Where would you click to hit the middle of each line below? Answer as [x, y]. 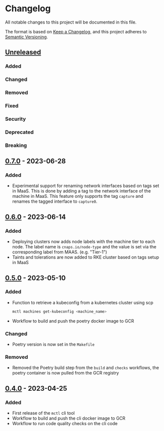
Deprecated [20, 132]
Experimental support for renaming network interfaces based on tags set [86, 186]
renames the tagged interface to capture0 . [55, 201]
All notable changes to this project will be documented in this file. [71, 22]
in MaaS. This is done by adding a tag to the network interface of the [81, 191]
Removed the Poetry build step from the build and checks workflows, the [85, 368]
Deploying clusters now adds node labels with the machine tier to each [83, 242]
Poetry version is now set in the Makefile [53, 345]
